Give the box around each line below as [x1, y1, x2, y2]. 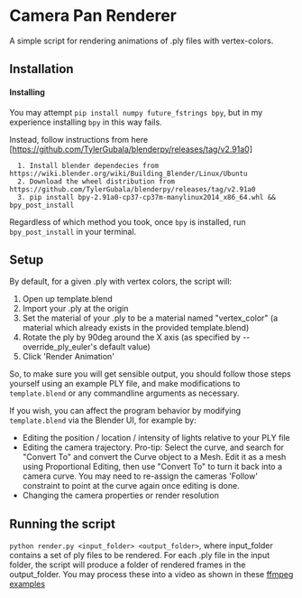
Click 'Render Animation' [22, 351, 115, 362]
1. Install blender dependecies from [17, 161, 160, 170]
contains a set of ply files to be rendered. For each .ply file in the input [9, 550, 270, 561]
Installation [9, 61, 74, 77]
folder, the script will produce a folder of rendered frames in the [9, 559, 246, 570]
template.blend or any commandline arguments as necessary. [9, 388, 240, 398]
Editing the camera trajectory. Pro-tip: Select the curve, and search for [22, 442, 285, 453]
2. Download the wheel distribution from [17, 177, 176, 186]
